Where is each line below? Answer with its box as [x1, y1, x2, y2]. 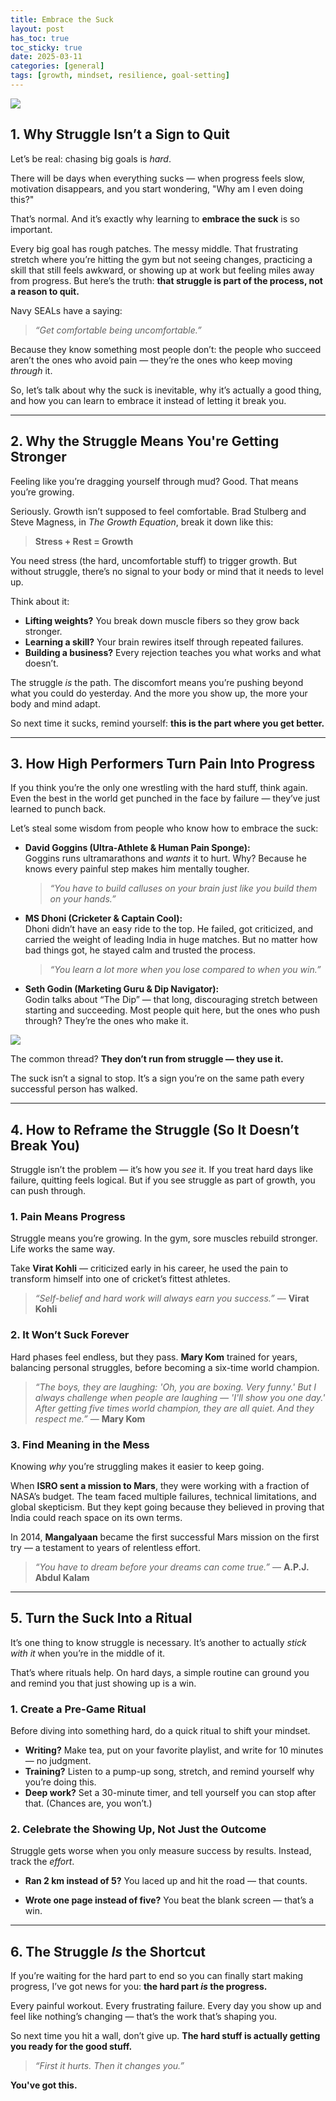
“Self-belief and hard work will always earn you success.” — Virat [34, 1292, 310, 1305]
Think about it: [10, 595, 70, 607]
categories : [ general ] [10, 61, 105, 71]
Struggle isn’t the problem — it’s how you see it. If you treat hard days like [10, 1164, 314, 1176]
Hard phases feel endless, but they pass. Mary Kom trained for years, [10, 1351, 298, 1363]
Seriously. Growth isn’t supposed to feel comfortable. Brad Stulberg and [10, 505, 307, 517]
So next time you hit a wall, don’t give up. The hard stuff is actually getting [10, 2030, 321, 2042]
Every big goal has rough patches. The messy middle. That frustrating [10, 242, 299, 255]
